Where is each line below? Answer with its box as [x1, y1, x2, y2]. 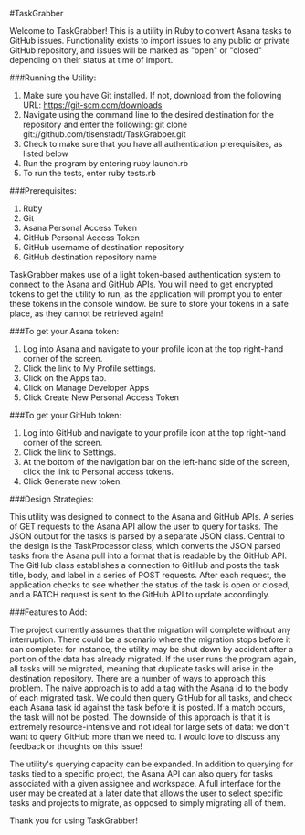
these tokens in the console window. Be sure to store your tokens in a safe [9, 299, 289, 309]
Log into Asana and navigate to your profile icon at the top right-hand [22, 344, 284, 354]
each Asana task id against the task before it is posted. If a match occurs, [9, 703, 286, 713]
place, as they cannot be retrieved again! [9, 308, 163, 319]
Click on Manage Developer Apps [22, 383, 150, 393]
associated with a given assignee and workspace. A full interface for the [9, 778, 281, 788]
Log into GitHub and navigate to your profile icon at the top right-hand [22, 428, 286, 438]
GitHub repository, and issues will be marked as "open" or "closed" [9, 45, 263, 56]
